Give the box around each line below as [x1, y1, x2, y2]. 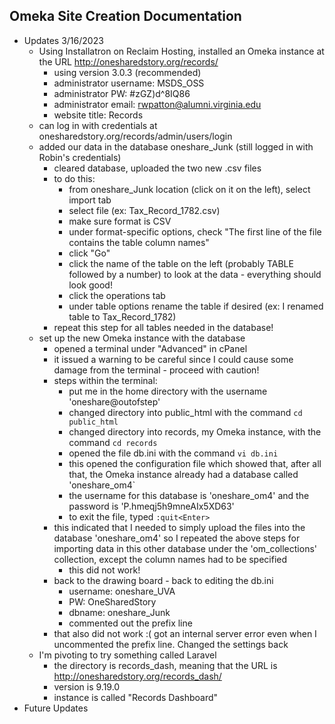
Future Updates [23, 702, 89, 714]
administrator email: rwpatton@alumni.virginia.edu [53, 98, 262, 110]
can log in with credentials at [38, 119, 158, 131]
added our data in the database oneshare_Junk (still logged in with [38, 140, 314, 153]
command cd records [68, 436, 158, 448]
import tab [68, 194, 112, 206]
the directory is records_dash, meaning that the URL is [53, 659, 278, 671]
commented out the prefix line [68, 617, 193, 629]
